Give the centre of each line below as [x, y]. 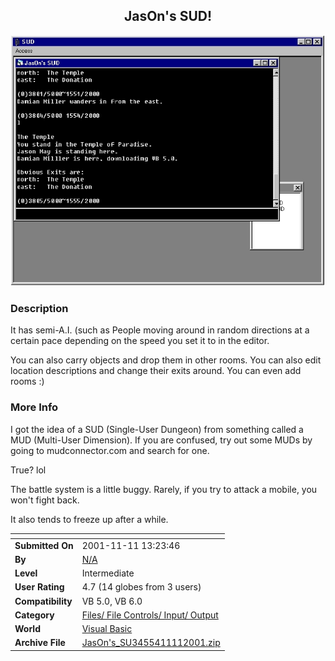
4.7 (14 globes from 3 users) [141, 587]
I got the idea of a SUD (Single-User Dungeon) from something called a [157, 429]
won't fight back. [45, 500]
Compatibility [43, 601]
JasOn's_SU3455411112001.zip [151, 643]
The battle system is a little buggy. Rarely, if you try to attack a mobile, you [164, 489]
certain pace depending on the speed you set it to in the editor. [140, 341]
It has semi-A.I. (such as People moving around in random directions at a [160, 330]
